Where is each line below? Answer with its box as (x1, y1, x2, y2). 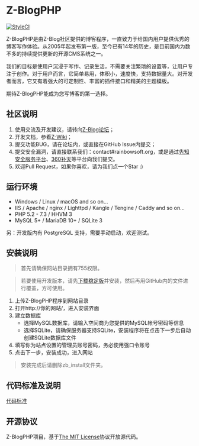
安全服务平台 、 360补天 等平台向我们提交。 (14, 155, 118, 163)
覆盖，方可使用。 (25, 285, 68, 292)
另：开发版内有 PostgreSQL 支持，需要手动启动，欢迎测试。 (6, 229, 153, 236)
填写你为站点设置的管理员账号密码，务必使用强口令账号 (14, 341, 150, 349)
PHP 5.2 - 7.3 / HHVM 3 (14, 211, 72, 218)
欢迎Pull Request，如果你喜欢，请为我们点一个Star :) (14, 163, 143, 170)
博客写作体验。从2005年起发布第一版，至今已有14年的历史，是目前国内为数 (6, 43, 191, 50)
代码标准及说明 (6, 380, 61, 390)
